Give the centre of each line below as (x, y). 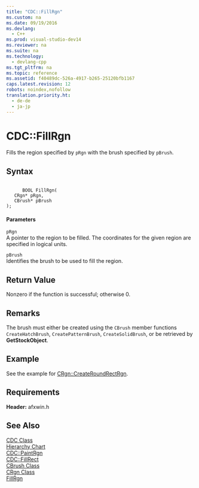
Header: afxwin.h (28, 407)
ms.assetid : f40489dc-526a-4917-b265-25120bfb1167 (71, 78)
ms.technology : (25, 56)
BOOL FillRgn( (40, 190)
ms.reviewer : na (26, 46)
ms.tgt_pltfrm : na (29, 67)
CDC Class (19, 440)
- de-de (21, 101)
